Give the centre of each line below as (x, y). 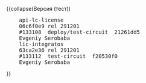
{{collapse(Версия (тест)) (39, 9)
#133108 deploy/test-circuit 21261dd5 (80, 32)
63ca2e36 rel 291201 (49, 50)
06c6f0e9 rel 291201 (49, 26)
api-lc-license (41, 20)
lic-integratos (41, 44)
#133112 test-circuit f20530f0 (68, 56)
